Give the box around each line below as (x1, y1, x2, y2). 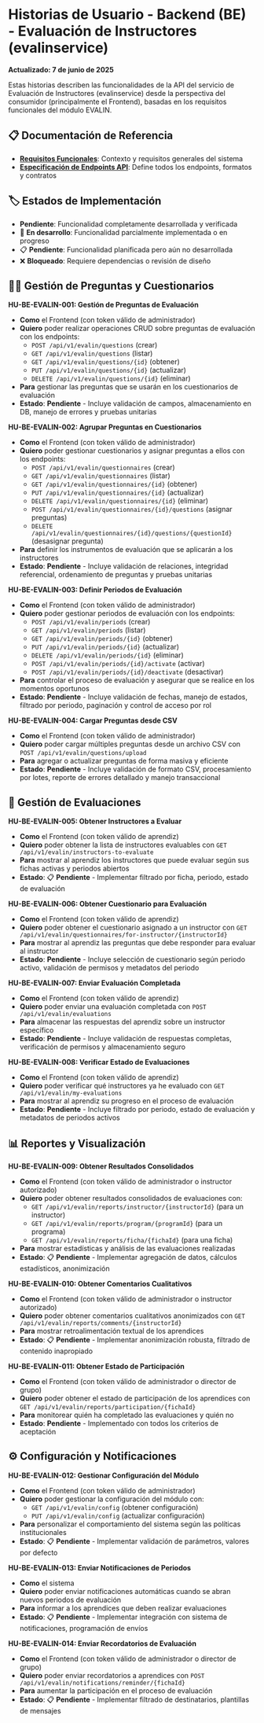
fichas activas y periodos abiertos (19, 863, 130, 874)
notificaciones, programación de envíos (19, 1623, 148, 1633)
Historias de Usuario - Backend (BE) (8, 6, 247, 24)
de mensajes (19, 1706, 61, 1715)
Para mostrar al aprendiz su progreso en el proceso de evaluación (19, 1096, 234, 1106)
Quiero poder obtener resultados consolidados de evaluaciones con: (19, 1194, 243, 1202)
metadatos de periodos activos (19, 1113, 120, 1122)
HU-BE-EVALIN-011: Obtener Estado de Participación (8, 1362, 185, 1371)
